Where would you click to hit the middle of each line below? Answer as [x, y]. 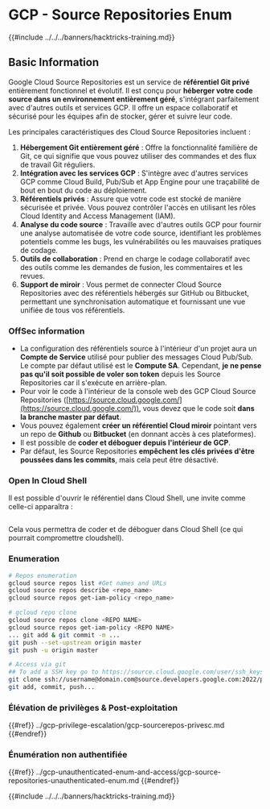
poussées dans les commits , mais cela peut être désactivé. [119, 460]
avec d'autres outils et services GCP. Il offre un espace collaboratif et [123, 107]
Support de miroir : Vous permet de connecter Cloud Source [121, 284]
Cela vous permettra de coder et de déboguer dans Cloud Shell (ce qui [126, 529]
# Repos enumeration [43, 575]
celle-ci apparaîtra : [41, 507]
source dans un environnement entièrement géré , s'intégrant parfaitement [134, 99]
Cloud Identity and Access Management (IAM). [98, 216]
